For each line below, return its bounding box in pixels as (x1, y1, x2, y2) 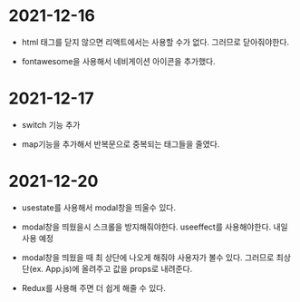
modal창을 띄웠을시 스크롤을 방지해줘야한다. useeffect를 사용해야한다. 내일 (21, 221, 288, 232)
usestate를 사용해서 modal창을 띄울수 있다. (21, 201, 176, 213)
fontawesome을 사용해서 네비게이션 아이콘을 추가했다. (21, 55, 216, 66)
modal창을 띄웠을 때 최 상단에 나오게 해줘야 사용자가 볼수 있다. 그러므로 (21, 251, 275, 263)
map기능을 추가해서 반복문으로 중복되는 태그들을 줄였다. (21, 138, 220, 150)
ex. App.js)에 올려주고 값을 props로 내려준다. (32, 263, 193, 274)
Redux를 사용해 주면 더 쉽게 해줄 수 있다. (21, 282, 167, 293)
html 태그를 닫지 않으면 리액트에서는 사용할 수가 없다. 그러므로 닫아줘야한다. (21, 36, 290, 47)
